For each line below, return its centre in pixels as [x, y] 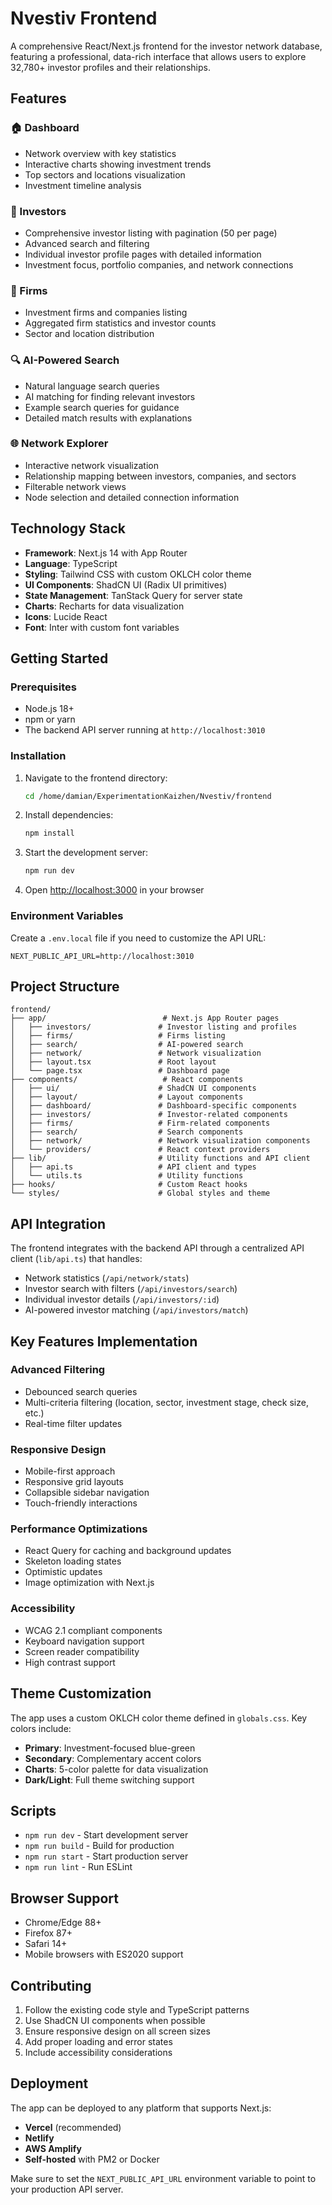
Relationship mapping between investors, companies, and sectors [160, 476]
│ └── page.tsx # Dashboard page [120, 1071]
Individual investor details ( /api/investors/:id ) [122, 1299]
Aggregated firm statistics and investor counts [120, 323]
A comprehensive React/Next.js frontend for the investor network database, [166, 46]
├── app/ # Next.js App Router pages [145, 1018]
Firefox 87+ [48, 1933]
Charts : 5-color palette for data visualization [116, 1769]
